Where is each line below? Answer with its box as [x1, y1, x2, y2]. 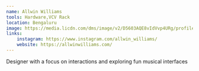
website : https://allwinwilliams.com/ [17, 42, 113, 48]
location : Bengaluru [6, 20, 57, 25]
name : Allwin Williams [6, 8, 62, 15]
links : [6, 31, 23, 37]
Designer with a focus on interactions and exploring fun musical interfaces [6, 57, 188, 65]
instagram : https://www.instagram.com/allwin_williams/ [17, 36, 158, 42]
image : [6, 25, 23, 31]
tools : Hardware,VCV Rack [6, 14, 70, 20]
